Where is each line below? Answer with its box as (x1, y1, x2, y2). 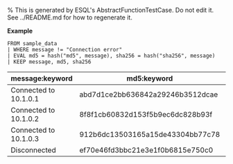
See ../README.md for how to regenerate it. (7, 13, 133, 22)
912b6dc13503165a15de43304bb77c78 (79, 130, 221, 139)
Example (7, 27, 33, 35)
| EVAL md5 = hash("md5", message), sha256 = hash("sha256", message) (7, 52, 216, 59)
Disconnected (10, 145, 57, 155)
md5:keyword (126, 74, 173, 83)
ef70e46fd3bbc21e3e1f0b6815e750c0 (79, 145, 214, 155)
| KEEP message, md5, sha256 (7, 58, 92, 65)
